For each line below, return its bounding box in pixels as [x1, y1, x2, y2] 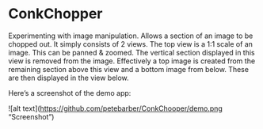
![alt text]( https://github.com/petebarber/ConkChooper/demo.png [8, 104, 223, 113]
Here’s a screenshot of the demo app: [8, 88, 131, 97]
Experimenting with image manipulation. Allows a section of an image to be [8, 31, 253, 40]
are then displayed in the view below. [8, 73, 129, 82]
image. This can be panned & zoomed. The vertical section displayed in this [8, 47, 255, 57]
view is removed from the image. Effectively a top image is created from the [8, 56, 256, 66]
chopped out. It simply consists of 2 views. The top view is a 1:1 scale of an [8, 39, 253, 48]
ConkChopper [8, 5, 103, 23]
